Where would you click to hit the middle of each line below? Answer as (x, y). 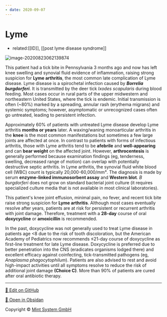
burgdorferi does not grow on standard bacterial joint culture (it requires (79, 182)
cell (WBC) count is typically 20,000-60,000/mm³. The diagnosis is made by (83, 172)
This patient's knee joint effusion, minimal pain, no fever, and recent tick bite (83, 197)
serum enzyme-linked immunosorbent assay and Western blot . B (74, 177)
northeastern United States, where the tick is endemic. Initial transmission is (83, 99)
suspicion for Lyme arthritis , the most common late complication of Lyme (80, 78)
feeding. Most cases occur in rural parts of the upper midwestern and (77, 94)
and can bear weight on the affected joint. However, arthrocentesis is (77, 151)
